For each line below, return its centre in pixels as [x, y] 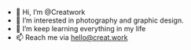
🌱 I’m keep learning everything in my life [81, 29]
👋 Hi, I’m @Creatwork [50, 12]
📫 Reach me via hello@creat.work [72, 37]
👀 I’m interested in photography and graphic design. [100, 20]
